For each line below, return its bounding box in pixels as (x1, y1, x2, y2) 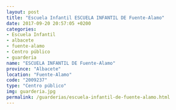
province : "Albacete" (6, 65, 62, 72)
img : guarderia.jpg (6, 89, 56, 95)
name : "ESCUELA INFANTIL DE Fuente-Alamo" (6, 60, 116, 66)
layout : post (6, 9, 40, 15)
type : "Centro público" (6, 83, 67, 89)
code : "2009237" (6, 77, 48, 83)
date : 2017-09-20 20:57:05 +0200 (6, 20, 91, 26)
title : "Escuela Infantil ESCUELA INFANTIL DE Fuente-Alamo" (6, 15, 165, 21)
